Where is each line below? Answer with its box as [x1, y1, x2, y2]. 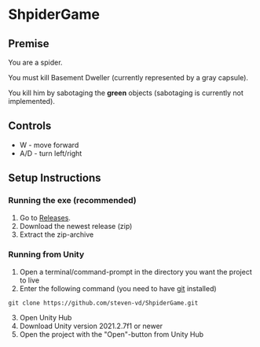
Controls [8, 120, 52, 133]
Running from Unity [8, 249, 85, 260]
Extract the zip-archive [19, 230, 94, 239]
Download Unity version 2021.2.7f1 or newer [19, 321, 163, 330]
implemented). [8, 97, 55, 105]
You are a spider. [8, 57, 63, 67]
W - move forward [19, 140, 79, 150]
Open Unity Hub [19, 312, 72, 322]
